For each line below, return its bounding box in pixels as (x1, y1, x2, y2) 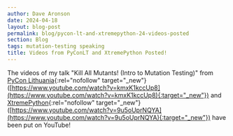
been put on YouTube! (7, 121, 71, 129)
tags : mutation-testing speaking (7, 43, 105, 50)
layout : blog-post (7, 23, 61, 30)
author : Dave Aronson (7, 10, 71, 18)
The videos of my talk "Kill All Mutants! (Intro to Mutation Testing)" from (7, 68, 213, 77)
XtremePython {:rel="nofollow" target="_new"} (7, 98, 141, 107)
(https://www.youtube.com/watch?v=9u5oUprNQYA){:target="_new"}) (7, 113, 211, 121)
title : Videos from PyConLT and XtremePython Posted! (7, 50, 168, 57)
